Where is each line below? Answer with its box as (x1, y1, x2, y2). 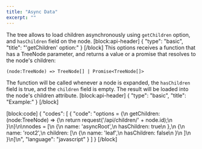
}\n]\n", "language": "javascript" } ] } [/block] (6, 135, 118, 142)
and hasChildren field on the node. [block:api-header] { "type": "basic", (6, 37, 184, 45)
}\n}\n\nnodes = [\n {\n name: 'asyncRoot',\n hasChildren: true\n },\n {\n (6, 122, 185, 130)
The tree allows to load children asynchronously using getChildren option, (6, 31, 191, 38)
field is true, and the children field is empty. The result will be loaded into (6, 85, 189, 92)
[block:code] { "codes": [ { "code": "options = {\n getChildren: (6, 110, 160, 117)
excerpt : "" (6, 14, 36, 21)
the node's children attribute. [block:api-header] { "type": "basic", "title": (6, 92, 187, 99)
